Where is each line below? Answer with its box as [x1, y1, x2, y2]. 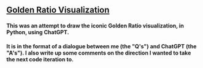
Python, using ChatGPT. [6, 28, 69, 36]
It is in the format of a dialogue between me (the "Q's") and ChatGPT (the [6, 42, 197, 50]
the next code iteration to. [6, 55, 74, 63]
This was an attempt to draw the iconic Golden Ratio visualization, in [6, 21, 184, 29]
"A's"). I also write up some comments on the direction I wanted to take [6, 49, 191, 56]
